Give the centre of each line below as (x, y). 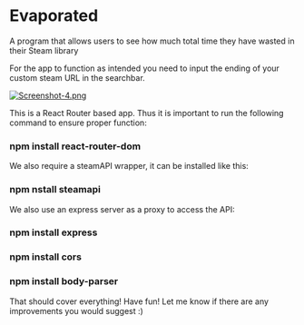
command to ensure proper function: (78, 123)
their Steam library (44, 50)
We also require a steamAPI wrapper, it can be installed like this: (129, 166)
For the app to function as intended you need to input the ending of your (144, 68)
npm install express (54, 232)
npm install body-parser (64, 281)
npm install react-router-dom (75, 146)
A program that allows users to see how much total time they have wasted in (152, 41)
